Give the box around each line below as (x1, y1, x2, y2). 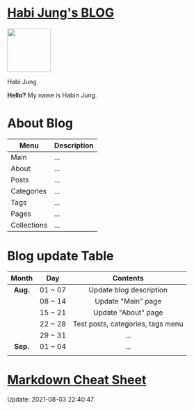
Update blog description (88, 285, 168, 294)
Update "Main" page (95, 296, 162, 306)
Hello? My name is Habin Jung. (7, 90, 97, 99)
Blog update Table (7, 249, 114, 264)
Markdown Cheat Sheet (7, 372, 147, 388)
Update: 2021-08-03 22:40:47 (7, 395, 95, 403)
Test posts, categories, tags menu (72, 319, 184, 329)
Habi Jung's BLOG (7, 5, 115, 21)
